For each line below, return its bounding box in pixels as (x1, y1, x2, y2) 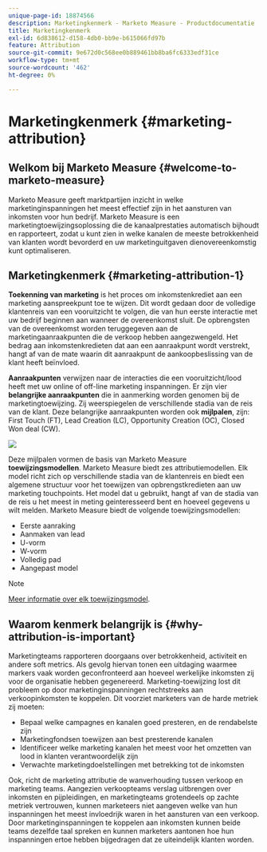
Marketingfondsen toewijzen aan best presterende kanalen (19, 735, 214, 744)
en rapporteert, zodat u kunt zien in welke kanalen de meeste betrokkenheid (8, 228, 259, 238)
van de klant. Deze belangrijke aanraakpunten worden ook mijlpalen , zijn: (8, 407, 249, 417)
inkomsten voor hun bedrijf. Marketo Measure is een (8, 212, 180, 221)
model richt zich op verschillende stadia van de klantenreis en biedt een (8, 472, 245, 481)
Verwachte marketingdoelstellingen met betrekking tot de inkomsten (19, 760, 245, 770)
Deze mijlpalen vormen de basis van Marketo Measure (8, 454, 187, 464)
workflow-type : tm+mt (8, 57, 80, 65)
